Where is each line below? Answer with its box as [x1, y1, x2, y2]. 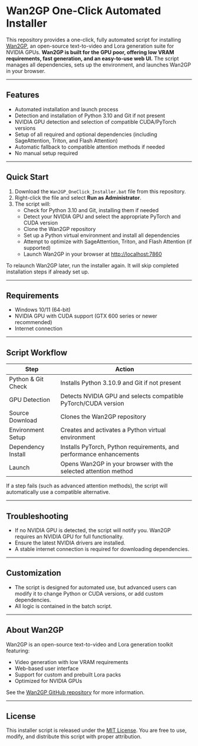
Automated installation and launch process [14, 105, 119, 113]
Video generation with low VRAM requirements [14, 658, 128, 665]
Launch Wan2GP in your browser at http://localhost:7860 [23, 250, 162, 258]
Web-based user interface [14, 665, 79, 672]
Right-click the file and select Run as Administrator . [14, 194, 141, 201]
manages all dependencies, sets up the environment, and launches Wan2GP [6, 61, 192, 68]
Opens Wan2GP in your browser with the [60, 460, 173, 468]
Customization [6, 568, 62, 578]
